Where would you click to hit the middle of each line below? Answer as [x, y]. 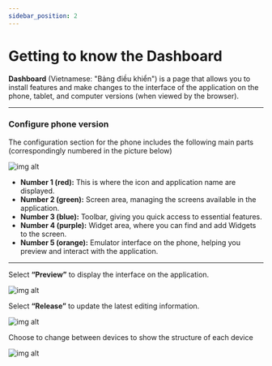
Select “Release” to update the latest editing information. [104, 306]
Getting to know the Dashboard [115, 56]
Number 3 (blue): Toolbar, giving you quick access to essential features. [141, 217]
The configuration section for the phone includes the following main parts [131, 142]
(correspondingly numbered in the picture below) [90, 150]
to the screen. [43, 234]
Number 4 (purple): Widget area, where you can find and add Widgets [138, 225]
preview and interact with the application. [89, 251]
